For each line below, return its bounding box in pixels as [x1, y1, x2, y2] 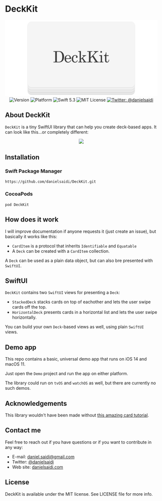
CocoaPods [5, 190, 33, 197]
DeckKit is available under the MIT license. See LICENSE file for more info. [5, 491, 153, 497]
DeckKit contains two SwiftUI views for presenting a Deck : [5, 290, 120, 295]
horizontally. [12, 314, 37, 320]
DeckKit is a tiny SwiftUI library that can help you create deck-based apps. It [5, 124, 157, 130]
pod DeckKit [5, 202, 29, 207]
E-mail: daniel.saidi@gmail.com [12, 453, 75, 460]
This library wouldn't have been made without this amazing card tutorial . [5, 412, 149, 418]
